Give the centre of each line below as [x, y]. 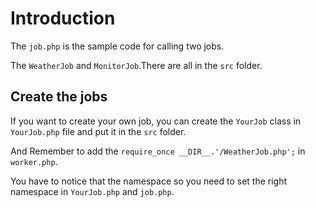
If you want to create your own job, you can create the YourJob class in [156, 121]
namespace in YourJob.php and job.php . [92, 191]
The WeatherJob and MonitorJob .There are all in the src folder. [136, 65]
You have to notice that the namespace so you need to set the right [149, 181]
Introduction [63, 18]
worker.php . [34, 161]
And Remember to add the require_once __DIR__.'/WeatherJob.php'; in [158, 151]
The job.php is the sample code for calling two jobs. [117, 46]
